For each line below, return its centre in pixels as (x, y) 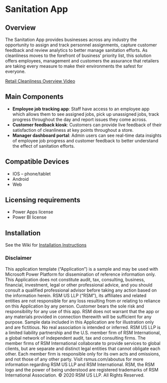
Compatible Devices (37, 162)
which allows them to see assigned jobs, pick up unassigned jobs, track (86, 114)
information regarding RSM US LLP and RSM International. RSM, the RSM (80, 364)
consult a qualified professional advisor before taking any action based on (81, 290)
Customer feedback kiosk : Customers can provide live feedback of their (87, 125)
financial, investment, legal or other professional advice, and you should (79, 285)
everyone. (15, 71)
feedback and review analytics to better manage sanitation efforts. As (76, 50)
